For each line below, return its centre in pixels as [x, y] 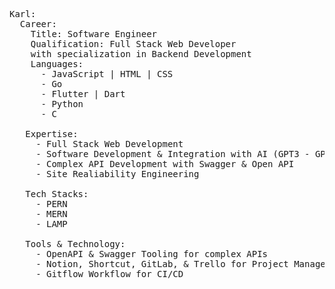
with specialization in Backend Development [141, 54]
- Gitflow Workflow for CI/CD [109, 274]
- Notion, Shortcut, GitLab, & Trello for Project [162, 264]
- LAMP [51, 224]
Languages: [57, 64]
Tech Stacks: [57, 194]
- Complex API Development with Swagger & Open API [165, 164]
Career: [38, 24]
